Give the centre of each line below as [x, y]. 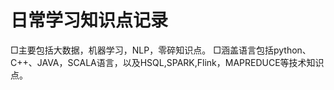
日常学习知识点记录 [89, 20]
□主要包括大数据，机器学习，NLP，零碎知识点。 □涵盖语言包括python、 [161, 50]
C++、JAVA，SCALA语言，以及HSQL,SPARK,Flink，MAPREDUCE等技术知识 [167, 62]
